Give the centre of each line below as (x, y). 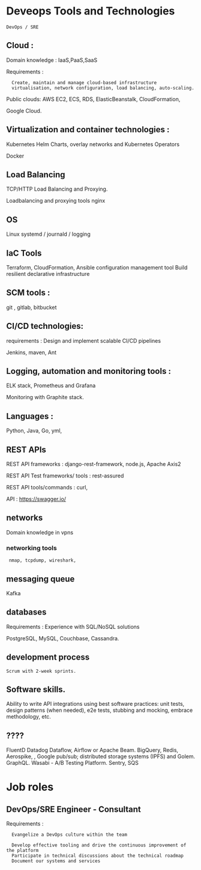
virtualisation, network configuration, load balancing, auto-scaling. (103, 88)
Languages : (30, 416)
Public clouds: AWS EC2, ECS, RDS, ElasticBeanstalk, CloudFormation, (93, 99)
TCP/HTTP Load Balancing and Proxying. (57, 189)
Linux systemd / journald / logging (49, 234)
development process (48, 657)
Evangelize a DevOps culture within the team (70, 835)
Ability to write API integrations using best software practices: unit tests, (95, 704)
